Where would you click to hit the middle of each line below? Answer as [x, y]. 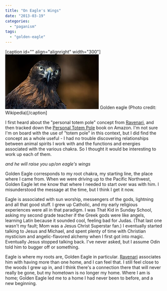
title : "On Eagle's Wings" [33, 10]
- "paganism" [23, 26]
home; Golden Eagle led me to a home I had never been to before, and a [79, 278]
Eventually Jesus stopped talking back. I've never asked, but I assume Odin [83, 242]
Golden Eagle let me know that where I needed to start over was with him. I [82, 184]
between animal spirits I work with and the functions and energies [73, 143]
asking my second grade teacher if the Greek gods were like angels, [75, 215]
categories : [17, 21]
